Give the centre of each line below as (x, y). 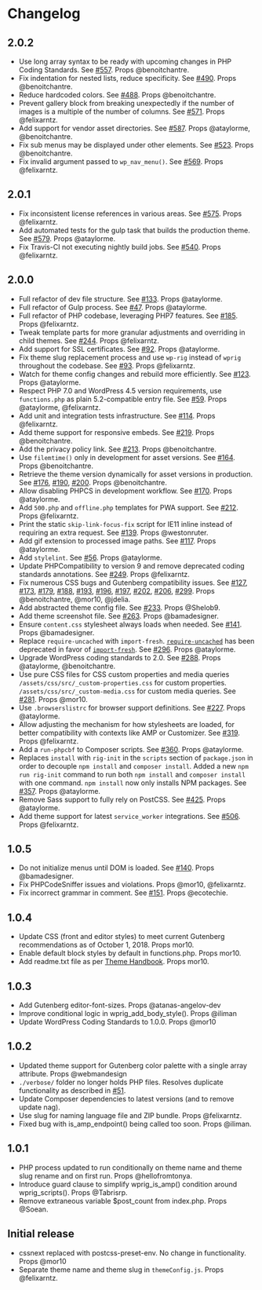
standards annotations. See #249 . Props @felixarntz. (104, 574)
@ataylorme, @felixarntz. (60, 407)
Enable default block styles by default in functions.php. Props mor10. (130, 953)
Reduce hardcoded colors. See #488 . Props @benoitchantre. (117, 95)
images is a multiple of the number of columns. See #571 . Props (122, 111)
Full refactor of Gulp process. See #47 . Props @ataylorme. (113, 307)
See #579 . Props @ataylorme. (67, 238)
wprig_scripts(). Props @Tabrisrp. (73, 1192)
